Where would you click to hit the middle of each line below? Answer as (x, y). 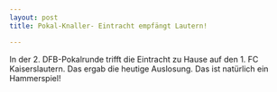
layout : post (34, 17)
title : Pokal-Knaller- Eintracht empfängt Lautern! (108, 26)
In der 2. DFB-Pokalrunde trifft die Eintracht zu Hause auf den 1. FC (134, 59)
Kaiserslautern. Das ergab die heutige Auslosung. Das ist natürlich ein (139, 69)
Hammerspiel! (35, 78)
